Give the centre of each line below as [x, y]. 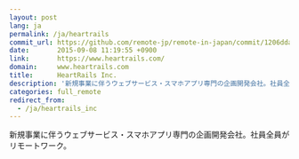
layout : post [33, 17]
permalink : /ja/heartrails [59, 34]
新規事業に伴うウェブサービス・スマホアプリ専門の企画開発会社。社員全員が [149, 135]
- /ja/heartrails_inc [57, 108]
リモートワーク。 [40, 146]
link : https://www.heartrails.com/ [87, 59]
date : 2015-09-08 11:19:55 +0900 [83, 51]
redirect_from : [37, 100]
